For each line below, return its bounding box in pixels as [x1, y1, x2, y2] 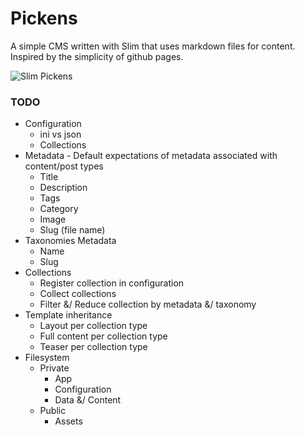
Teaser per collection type [39, 341, 148, 353]
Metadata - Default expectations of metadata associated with [24, 150, 278, 162]
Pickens [10, 7, 78, 30]
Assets [54, 415, 83, 427]
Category [39, 203, 79, 215]
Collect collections [39, 288, 117, 300]
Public [39, 405, 67, 417]
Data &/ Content [54, 394, 122, 406]
